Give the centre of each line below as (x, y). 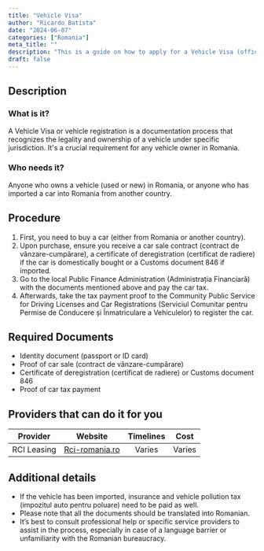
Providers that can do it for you (85, 414)
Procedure (35, 218)
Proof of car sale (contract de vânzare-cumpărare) (102, 364)
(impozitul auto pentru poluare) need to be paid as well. (109, 505)
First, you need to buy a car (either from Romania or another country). (132, 237)
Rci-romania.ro (92, 449)
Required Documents (61, 337)
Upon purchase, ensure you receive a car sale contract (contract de (129, 246)
